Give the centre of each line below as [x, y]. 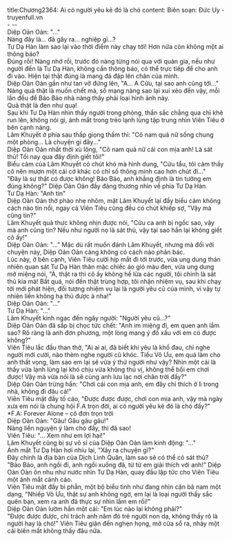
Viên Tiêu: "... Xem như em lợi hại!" [56, 435]
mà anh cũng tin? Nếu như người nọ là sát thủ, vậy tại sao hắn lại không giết [114, 230]
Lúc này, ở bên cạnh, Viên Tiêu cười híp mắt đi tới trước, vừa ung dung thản [114, 259]
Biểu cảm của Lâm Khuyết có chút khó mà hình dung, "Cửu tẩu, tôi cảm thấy [115, 164]
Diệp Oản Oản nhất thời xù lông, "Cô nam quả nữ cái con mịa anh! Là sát [110, 149]
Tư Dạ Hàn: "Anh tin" [37, 193]
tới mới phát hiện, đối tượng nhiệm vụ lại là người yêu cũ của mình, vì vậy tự [114, 289]
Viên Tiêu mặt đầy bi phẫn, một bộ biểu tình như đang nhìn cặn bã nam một [114, 487]
